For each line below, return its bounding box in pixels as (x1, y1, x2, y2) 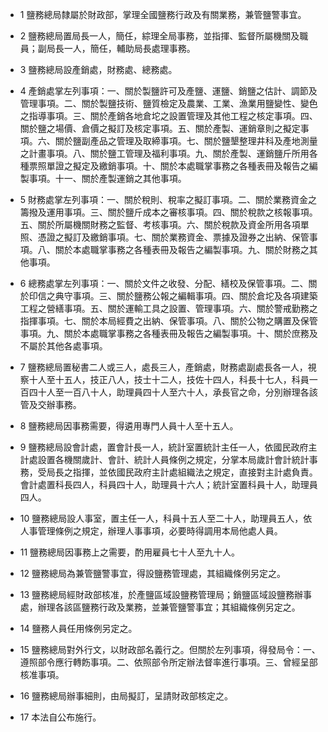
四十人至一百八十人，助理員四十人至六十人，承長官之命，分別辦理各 (28, 386, 310, 398)
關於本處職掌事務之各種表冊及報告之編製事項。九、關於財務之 (54, 244, 310, 255)
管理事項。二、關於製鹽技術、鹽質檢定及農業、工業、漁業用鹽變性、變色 (19, 98, 318, 109)
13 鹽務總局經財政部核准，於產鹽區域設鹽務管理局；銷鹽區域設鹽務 (19, 589, 295, 600)
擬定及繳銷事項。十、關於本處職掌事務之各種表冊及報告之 (72, 160, 310, 172)
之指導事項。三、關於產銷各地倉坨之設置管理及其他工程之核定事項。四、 (19, 110, 318, 122)
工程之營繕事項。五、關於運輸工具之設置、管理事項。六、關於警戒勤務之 (19, 303, 318, 314)
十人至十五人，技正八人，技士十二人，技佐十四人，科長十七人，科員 (28, 374, 310, 385)
